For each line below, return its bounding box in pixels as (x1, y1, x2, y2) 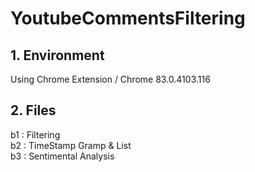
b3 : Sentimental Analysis (10, 150, 115, 162)
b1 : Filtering (10, 128, 61, 141)
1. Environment (10, 47, 105, 64)
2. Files (10, 102, 57, 119)
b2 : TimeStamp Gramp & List (10, 139, 132, 151)
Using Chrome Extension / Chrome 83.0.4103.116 (10, 73, 211, 85)
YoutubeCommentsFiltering (10, 7, 246, 30)
